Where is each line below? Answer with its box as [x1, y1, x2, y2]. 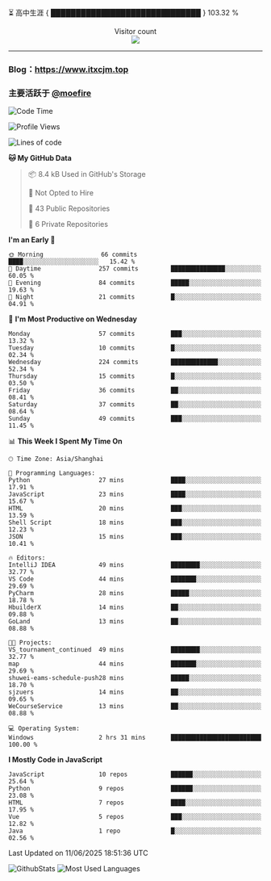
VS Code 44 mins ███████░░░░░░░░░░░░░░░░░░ [8, 575, 262, 584]
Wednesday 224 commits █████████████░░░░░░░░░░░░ [8, 359, 262, 367]
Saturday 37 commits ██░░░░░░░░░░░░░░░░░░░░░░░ [8, 401, 262, 409]
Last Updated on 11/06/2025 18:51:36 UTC [8, 848, 148, 858]
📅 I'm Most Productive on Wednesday [8, 314, 137, 324]
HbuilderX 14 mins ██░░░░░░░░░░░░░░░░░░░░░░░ [8, 603, 262, 612]
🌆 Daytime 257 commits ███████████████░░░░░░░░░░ [8, 265, 262, 273]
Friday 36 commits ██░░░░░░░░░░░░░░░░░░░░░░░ [8, 387, 262, 395]
